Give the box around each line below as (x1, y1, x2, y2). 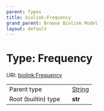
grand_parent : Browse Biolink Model (6, 20, 98, 26)
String (72, 85, 89, 94)
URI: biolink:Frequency (6, 72, 63, 79)
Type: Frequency (6, 52, 93, 65)
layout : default (6, 25, 47, 32)
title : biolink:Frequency (6, 14, 71, 21)
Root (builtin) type (9, 95, 61, 103)
